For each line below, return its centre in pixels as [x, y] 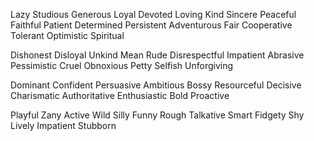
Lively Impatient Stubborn [63, 125]
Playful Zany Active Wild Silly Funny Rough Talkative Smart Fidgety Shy [157, 115]
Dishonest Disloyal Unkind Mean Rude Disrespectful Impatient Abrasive [157, 55]
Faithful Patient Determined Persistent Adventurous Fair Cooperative [151, 25]
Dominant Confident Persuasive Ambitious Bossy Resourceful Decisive [156, 85]
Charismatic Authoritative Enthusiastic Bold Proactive [120, 95]
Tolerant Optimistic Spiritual [67, 35]
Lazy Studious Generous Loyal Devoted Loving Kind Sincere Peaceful [153, 14]
